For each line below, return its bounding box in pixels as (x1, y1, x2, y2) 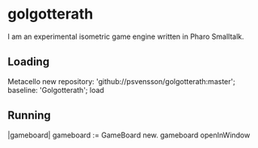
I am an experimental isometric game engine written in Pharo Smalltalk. (7, 32, 244, 41)
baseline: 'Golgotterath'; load (7, 85, 104, 95)
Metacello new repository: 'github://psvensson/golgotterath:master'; (7, 76, 235, 86)
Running (7, 108, 52, 122)
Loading (7, 55, 50, 69)
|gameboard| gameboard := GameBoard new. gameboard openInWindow (7, 130, 251, 140)
